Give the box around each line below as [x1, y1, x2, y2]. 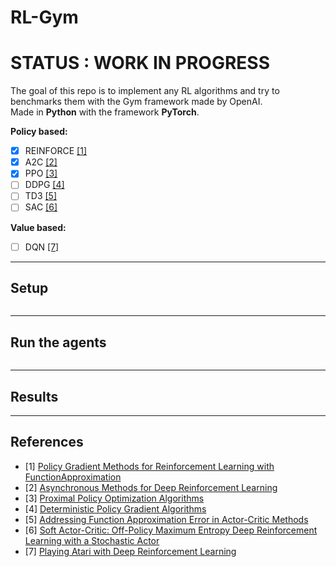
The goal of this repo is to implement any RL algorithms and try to [10, 85, 280, 97]
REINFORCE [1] [24, 145, 87, 157]
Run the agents [10, 334, 107, 351]
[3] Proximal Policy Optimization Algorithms [24, 492, 205, 504]
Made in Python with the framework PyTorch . [10, 106, 200, 118]
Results [10, 388, 59, 405]
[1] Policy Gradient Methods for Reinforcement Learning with [24, 460, 275, 472]
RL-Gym [10, 6, 79, 29]
